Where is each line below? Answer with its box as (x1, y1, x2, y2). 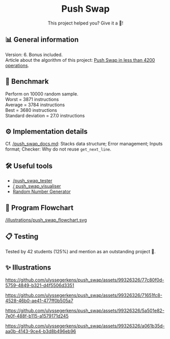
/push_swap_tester (12, 178, 52, 184)
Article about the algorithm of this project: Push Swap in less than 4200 (5, 57, 155, 63)
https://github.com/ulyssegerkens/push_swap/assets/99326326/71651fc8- (5, 292, 163, 298)
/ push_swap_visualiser (12, 183, 61, 189)
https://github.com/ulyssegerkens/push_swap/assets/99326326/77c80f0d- (5, 277, 164, 283)
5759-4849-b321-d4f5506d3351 (5, 282, 75, 288)
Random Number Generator (12, 188, 71, 195)
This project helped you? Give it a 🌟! (47, 20, 124, 26)
